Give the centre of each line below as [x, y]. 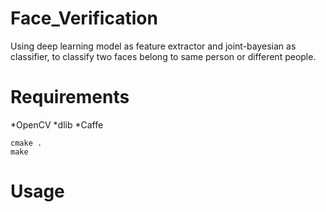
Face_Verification [84, 18]
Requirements [70, 97]
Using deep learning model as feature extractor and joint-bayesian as [153, 46]
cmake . [26, 143]
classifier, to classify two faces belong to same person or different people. [163, 56]
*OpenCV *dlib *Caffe [57, 124]
